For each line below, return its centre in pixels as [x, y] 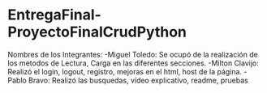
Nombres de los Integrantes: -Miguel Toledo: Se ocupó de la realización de [133, 54]
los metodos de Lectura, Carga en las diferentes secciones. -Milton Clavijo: [133, 63]
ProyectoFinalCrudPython [97, 32]
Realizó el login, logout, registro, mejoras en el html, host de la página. [125, 71]
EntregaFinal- [55, 15]
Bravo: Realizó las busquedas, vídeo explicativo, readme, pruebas [138, 80]
